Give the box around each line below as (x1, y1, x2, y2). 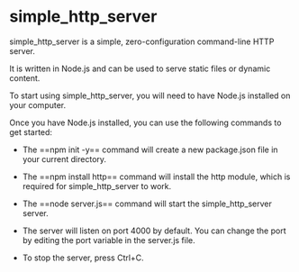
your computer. (9, 99, 67, 110)
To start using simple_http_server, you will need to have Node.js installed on (9, 90, 291, 101)
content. (9, 72, 41, 83)
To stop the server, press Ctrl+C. (22, 252, 144, 263)
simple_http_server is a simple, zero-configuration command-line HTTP (9, 36, 275, 47)
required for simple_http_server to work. (22, 180, 172, 191)
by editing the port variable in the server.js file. (22, 234, 195, 245)
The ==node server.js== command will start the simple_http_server (22, 198, 273, 209)
